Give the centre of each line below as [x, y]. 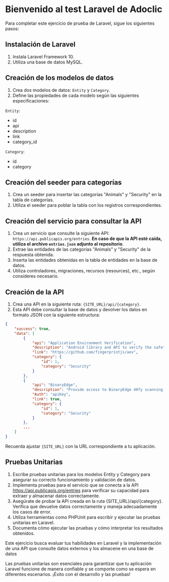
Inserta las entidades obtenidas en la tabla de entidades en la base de [85, 260]
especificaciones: [31, 101]
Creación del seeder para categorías [64, 182]
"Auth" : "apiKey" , [51, 394]
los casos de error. [32, 512]
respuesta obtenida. [33, 255]
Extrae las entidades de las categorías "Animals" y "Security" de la [81, 249]
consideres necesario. [35, 276]
